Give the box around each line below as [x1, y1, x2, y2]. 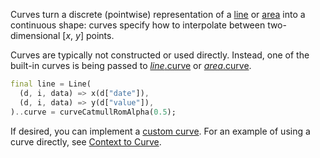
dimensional [10, 30, 61, 41]
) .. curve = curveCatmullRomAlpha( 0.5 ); [10, 107, 177, 117]
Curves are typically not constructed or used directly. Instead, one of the [10, 49, 310, 61]
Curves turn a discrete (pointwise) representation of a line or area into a [10, 9, 306, 20]
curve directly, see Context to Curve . [10, 135, 162, 148]
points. [85, 30, 115, 41]
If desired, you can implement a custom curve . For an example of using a [10, 125, 311, 137]
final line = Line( [10, 79, 92, 89]
